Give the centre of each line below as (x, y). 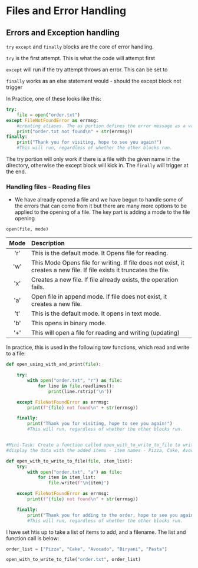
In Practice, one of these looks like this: (54, 99)
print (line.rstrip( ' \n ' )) (80, 391)
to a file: (16, 354)
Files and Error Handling (66, 11)
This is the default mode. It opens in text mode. (96, 313)
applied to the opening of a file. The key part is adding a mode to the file (102, 212)
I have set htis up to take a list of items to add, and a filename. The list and (96, 532)
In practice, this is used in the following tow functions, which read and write (98, 347)
